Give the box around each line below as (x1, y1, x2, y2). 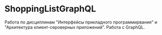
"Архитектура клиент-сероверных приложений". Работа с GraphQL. (4, 24, 145, 30)
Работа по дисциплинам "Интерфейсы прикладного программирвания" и (4, 19, 158, 25)
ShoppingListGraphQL (4, 3, 97, 14)
